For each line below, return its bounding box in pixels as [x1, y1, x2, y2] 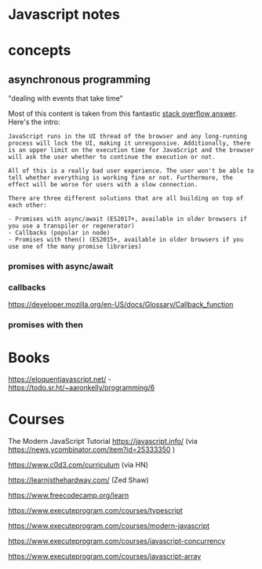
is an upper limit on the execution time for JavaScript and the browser [8, 146, 255, 154]
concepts [8, 42, 71, 60]
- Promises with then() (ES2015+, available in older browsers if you [8, 236, 244, 244]
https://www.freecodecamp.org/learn [8, 490, 129, 501]
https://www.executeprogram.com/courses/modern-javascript [8, 521, 210, 530]
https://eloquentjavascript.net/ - [8, 375, 111, 384]
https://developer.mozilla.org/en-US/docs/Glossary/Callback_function [8, 300, 234, 309]
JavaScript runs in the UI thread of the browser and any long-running [8, 132, 247, 141]
